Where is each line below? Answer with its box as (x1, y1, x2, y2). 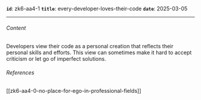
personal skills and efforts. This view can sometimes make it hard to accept (6, 49, 192, 56)
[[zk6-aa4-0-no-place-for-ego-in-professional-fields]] (6, 87, 142, 95)
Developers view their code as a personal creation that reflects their (6, 43, 173, 50)
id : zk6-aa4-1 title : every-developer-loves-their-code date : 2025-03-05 (6, 5, 188, 12)
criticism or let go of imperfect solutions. (6, 55, 106, 62)
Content (6, 24, 26, 32)
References (6, 68, 35, 76)
